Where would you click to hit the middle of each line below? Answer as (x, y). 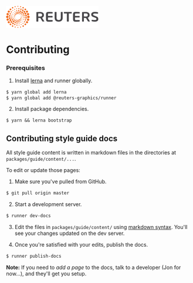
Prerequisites (26, 68)
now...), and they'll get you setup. (46, 274)
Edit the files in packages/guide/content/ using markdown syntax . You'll (101, 227)
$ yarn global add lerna (36, 92)
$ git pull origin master (38, 193)
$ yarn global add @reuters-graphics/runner (61, 98)
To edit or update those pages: (43, 170)
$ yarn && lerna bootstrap (39, 120)
